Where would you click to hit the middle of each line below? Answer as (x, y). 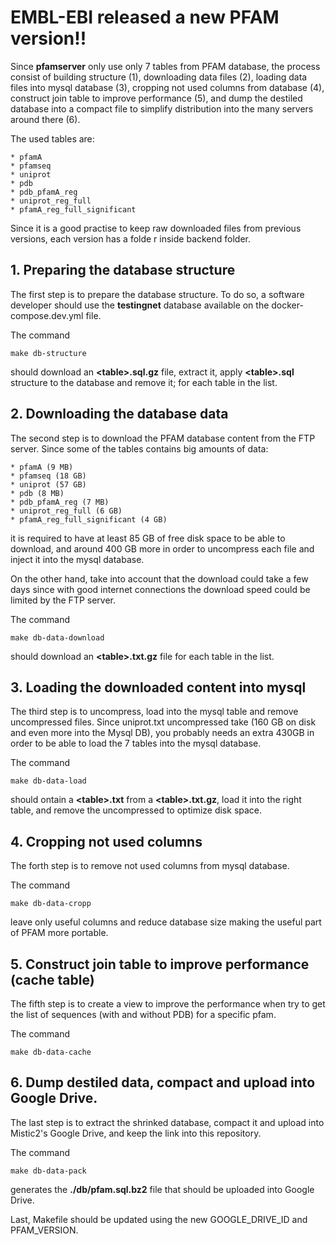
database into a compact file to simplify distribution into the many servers (162, 108)
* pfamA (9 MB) (42, 467)
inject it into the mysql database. (77, 559)
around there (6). (45, 119)
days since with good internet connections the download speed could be (160, 589)
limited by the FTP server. (63, 600)
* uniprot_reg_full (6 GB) (66, 511)
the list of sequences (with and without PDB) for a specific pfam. (143, 1014)
